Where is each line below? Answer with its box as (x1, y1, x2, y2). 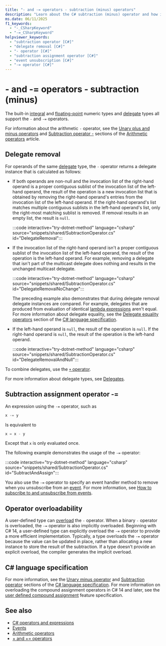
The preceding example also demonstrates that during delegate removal (12, 295, 160, 301)
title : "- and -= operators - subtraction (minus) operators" (5, 7, 136, 12)
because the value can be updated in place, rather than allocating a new (5, 539, 152, 545)
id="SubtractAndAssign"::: (5, 470, 59, 476)
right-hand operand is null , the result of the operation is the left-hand (12, 331, 155, 337)
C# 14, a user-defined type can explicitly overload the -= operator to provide (5, 528, 161, 534)
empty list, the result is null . (12, 215, 70, 221)
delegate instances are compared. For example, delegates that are (12, 300, 148, 307)
